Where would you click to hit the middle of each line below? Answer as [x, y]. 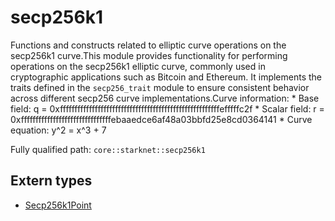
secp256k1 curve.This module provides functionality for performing [149, 55]
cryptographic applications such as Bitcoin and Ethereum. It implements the [166, 77]
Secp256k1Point [58, 205]
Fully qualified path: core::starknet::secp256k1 [108, 149]
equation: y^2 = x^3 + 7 [58, 130]
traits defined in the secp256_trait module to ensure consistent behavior [160, 87]
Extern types [51, 181]
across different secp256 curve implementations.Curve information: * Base [165, 98]
